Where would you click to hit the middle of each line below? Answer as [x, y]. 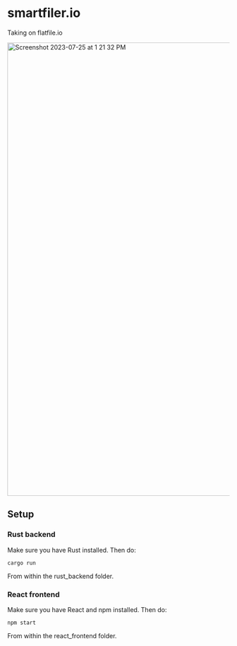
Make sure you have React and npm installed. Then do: [87, 609]
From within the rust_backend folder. [61, 576]
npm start [22, 623]
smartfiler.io [44, 13]
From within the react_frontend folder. [62, 635]
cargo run [22, 563]
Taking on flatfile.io [35, 33]
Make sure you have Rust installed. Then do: [72, 550]
